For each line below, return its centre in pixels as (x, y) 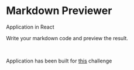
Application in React (30, 27)
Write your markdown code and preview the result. (67, 38)
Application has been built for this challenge (59, 61)
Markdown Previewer (59, 11)
